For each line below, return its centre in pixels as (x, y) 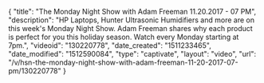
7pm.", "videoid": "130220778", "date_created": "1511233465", (110, 45)
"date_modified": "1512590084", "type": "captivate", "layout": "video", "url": (132, 54)
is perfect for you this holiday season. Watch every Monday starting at (124, 37)
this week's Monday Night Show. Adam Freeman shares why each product (130, 28)
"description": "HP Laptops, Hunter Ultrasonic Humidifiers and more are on (132, 20)
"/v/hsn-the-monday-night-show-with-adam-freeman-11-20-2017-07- (123, 62)
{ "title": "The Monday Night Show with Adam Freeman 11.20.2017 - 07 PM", (132, 12)
